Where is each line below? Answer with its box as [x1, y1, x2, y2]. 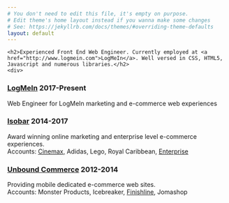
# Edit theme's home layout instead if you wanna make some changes [7, 17, 211, 24]
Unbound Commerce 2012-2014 [7, 165, 119, 174]
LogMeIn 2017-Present [7, 83, 87, 93]
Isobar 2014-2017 [7, 116, 68, 126]
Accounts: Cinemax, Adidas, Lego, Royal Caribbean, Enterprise [7, 147, 189, 156]
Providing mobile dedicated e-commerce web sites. [7, 181, 156, 189]
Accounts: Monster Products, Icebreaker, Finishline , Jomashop [7, 188, 188, 196]
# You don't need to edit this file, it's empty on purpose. [7, 10, 189, 17]
